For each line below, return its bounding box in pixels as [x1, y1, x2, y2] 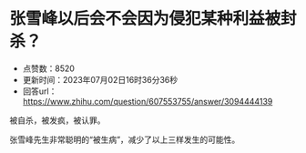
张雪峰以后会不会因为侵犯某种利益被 [9, 8, 281, 29]
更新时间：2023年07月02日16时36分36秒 [22, 74, 178, 85]
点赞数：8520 [22, 63, 76, 74]
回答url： [22, 86, 57, 97]
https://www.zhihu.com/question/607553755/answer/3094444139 [22, 96, 273, 107]
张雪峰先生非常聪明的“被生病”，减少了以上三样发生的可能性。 [9, 134, 240, 145]
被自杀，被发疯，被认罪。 [9, 115, 106, 126]
